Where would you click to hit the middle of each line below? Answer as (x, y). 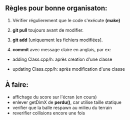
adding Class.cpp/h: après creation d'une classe (62, 59)
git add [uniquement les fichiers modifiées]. (57, 40)
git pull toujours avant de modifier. (48, 30)
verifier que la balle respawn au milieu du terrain (62, 107)
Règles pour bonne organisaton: (56, 8)
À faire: (17, 85)
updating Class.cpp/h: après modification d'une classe (68, 69)
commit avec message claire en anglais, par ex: (62, 49)
